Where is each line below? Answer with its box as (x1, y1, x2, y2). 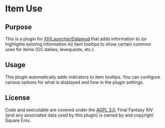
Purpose (5, 23, 32, 31)
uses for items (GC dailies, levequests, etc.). (5, 47, 95, 52)
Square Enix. (5, 117, 31, 123)
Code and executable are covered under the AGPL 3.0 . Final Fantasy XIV (5, 107, 153, 113)
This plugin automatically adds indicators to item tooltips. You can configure (5, 74, 160, 80)
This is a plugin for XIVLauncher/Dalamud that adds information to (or (5, 36, 147, 42)
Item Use (5, 3, 43, 14)
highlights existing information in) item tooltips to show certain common (5, 41, 151, 47)
